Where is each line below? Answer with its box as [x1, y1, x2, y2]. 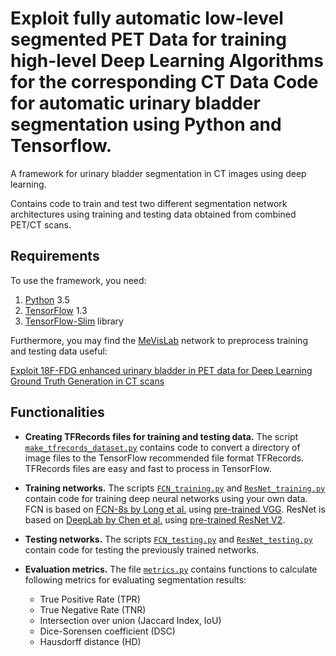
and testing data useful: [10, 345, 108, 357]
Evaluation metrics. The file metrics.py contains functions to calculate [24, 563, 318, 575]
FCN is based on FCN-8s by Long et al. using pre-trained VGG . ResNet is [24, 503, 326, 515]
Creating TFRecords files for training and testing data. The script [24, 430, 299, 442]
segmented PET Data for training [10, 28, 287, 51]
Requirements [10, 248, 100, 265]
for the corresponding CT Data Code [10, 71, 319, 94]
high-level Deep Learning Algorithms [10, 50, 324, 72]
